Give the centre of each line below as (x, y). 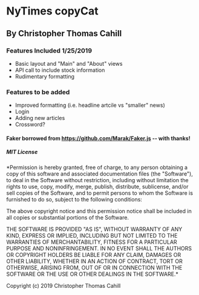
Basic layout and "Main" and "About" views (69, 63)
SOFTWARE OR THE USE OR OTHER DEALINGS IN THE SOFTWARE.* (92, 274)
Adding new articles (40, 118)
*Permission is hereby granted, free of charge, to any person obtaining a (97, 167)
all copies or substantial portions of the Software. (67, 217)
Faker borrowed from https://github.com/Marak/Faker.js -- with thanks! (98, 138)
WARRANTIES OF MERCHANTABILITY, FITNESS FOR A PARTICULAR (92, 242)
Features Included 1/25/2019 (49, 51)
